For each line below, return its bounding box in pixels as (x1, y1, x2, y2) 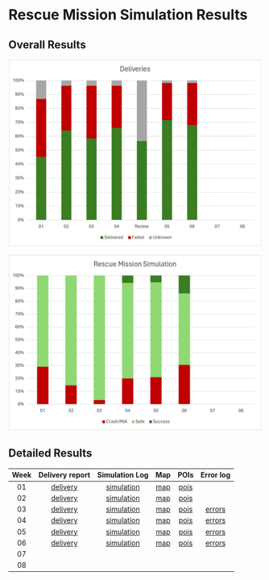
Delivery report (38, 470, 91, 480)
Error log (200, 470, 231, 480)
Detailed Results (8, 446, 93, 461)
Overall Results (8, 38, 86, 52)
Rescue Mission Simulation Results (8, 6, 248, 24)
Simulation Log (97, 470, 149, 480)
